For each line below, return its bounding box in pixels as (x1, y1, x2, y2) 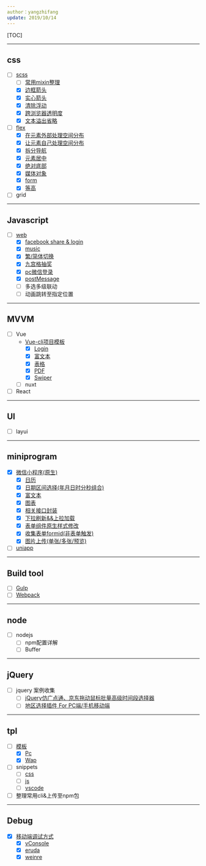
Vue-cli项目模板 (24, 338, 65, 345)
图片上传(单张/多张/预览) (24, 537, 87, 545)
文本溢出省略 (24, 117, 57, 124)
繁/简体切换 (24, 253, 54, 260)
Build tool (7, 568, 44, 578)
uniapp (15, 544, 34, 551)
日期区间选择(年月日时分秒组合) (24, 484, 105, 491)
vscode (24, 784, 44, 791)
